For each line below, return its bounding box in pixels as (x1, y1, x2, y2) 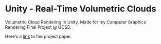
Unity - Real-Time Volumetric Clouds (5, 3, 157, 14)
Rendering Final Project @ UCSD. (5, 24, 72, 30)
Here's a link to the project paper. (5, 33, 72, 39)
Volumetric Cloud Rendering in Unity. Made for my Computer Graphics (5, 19, 146, 25)
